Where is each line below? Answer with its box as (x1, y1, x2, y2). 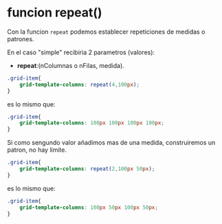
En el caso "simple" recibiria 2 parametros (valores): (7, 48, 155, 56)
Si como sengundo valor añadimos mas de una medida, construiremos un (7, 139, 216, 147)
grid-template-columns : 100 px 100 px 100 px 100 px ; (19, 120, 165, 126)
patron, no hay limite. (7, 146, 67, 154)
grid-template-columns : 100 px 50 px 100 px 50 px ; (19, 204, 158, 211)
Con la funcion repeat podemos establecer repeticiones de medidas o (7, 27, 206, 36)
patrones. (7, 34, 34, 43)
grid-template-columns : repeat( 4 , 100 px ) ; (19, 81, 140, 88)
